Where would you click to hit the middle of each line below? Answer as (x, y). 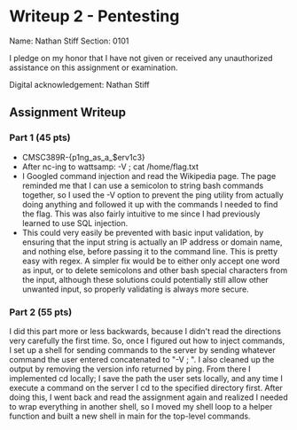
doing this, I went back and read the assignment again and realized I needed (148, 397)
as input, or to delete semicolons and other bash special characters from (155, 270)
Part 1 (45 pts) (40, 137)
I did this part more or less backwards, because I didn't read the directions (145, 331)
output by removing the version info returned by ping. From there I (130, 369)
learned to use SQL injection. (75, 223)
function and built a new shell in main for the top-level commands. (130, 416)
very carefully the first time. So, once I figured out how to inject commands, (147, 340)
